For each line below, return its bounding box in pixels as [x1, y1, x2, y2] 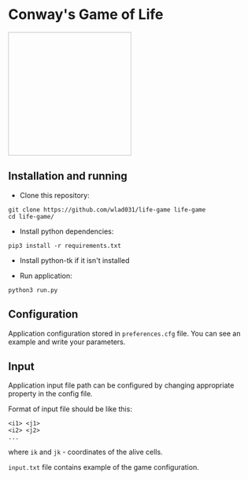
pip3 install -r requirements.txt [8, 242, 122, 249]
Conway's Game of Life [8, 6, 164, 24]
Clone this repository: [19, 190, 90, 200]
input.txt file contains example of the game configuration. [8, 463, 199, 472]
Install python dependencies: [19, 227, 114, 236]
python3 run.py [8, 286, 58, 294]
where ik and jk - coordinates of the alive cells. [8, 448, 163, 457]
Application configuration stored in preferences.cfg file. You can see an [8, 328, 241, 338]
